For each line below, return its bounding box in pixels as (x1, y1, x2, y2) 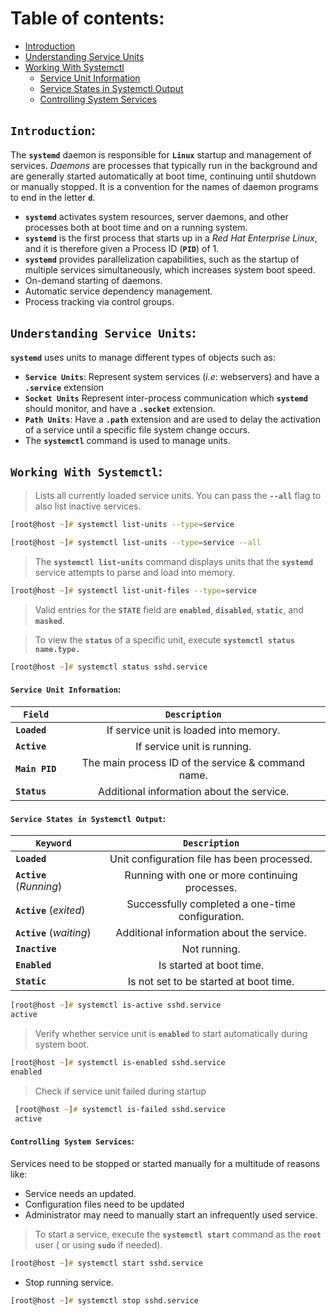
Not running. (181, 942, 241, 956)
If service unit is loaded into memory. (106, 723, 281, 737)
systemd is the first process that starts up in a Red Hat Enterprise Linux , (24, 232, 318, 244)
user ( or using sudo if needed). (34, 1238, 163, 1251)
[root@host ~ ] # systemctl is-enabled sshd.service (10, 1058, 226, 1068)
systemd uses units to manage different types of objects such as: (10, 351, 276, 363)
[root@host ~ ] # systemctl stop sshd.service (10, 1295, 199, 1306)
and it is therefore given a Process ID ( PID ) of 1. (24, 242, 220, 254)
